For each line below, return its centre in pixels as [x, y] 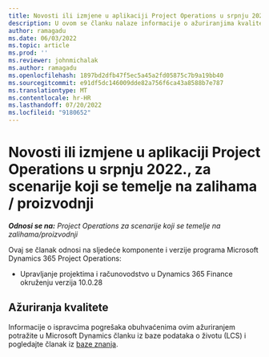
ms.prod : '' [28, 53]
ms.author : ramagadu [43, 68]
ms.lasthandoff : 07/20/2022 [55, 105]
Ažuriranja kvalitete [58, 308]
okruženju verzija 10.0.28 [61, 282]
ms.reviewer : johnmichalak [53, 61]
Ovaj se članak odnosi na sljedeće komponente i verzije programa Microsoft [133, 249]
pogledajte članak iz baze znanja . [63, 344]
